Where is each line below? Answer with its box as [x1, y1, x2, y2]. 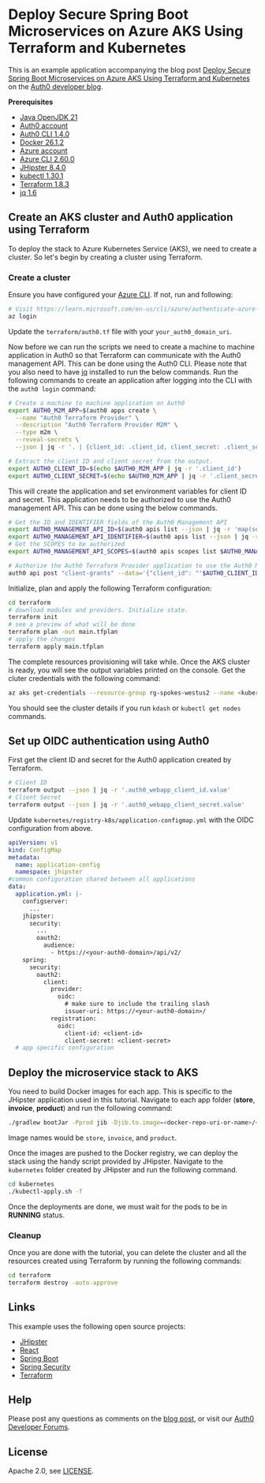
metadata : [8, 853, 41, 861]
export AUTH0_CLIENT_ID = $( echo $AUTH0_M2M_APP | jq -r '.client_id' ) [8, 464, 242, 472]
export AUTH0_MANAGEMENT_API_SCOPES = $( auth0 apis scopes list [8, 548, 217, 556]
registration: [50, 1015, 97, 1023]
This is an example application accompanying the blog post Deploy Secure [8, 65, 251, 74]
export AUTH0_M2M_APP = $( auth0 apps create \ [8, 406, 157, 415]
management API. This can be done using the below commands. [8, 503, 218, 512]
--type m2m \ [15, 428, 58, 437]
